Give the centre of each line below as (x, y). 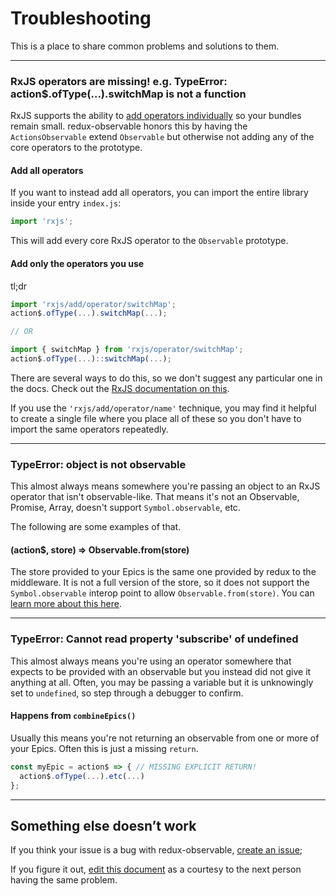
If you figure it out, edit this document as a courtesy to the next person (156, 869)
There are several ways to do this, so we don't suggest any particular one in (166, 378)
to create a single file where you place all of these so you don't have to (156, 418)
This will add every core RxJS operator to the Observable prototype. (149, 241)
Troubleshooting (81, 18)
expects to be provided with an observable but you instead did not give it (161, 671)
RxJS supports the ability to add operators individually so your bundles (156, 116)
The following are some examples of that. (96, 527)
